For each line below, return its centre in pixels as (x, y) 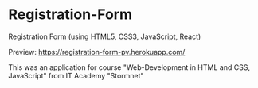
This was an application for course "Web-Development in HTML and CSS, (129, 67)
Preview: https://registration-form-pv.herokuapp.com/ (97, 52)
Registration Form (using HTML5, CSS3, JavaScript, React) (105, 36)
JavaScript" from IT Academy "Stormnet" (76, 75)
